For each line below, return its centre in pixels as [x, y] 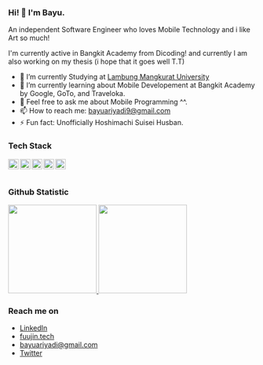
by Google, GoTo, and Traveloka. [72, 94]
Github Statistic [38, 192]
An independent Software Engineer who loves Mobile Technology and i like [130, 30]
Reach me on [33, 311]
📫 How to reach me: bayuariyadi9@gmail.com [95, 111]
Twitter [31, 353]
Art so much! [29, 38]
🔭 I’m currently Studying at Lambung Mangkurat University [114, 77]
